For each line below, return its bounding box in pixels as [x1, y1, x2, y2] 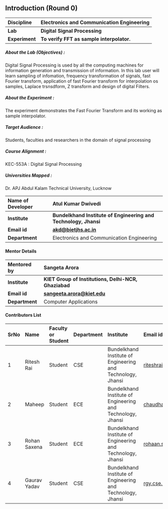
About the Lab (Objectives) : [5, 50, 65, 56]
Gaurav [24, 477, 42, 484]
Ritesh [24, 358, 40, 365]
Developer [7, 203, 33, 210]
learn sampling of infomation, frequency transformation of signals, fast [5, 73, 151, 79]
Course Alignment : [5, 148, 46, 154]
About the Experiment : [5, 95, 54, 101]
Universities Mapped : [5, 172, 52, 178]
